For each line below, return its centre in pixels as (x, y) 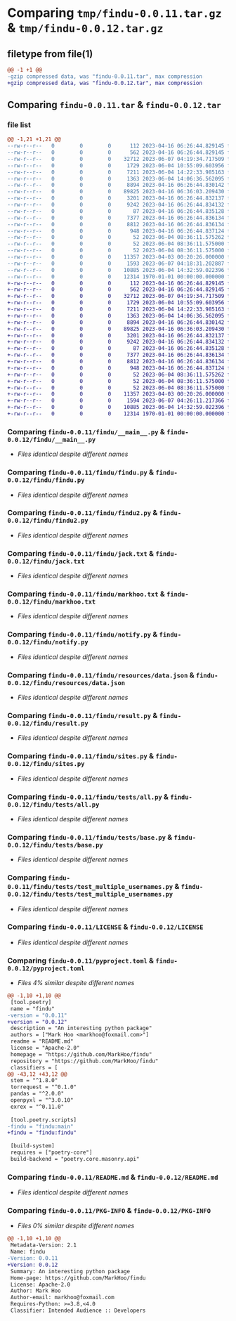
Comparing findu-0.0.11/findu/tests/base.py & (90, 837)
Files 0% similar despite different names (76, 1226)
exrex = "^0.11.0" (37, 1107)
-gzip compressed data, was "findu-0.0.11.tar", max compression (105, 76)
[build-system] (32, 1146)
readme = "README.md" (42, 1041)
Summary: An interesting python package (70, 1271)
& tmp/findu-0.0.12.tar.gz (85, 28)
